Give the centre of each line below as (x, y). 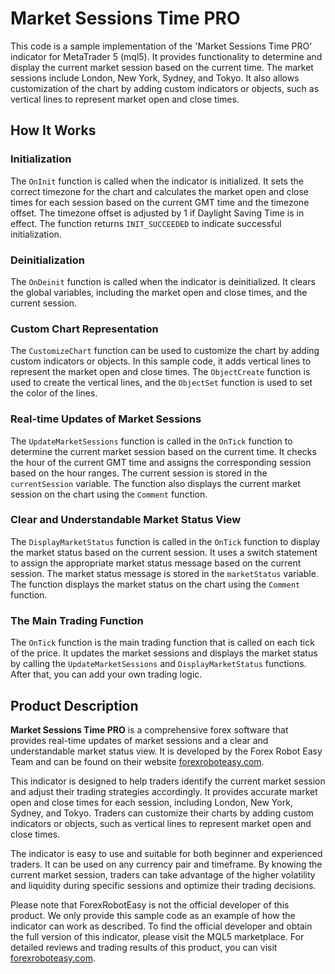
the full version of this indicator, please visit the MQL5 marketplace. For (157, 936)
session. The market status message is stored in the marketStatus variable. (164, 573)
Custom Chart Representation (84, 329)
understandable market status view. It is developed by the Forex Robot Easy (166, 751)
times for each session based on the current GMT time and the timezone (160, 202)
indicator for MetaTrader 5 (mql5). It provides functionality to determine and (166, 56)
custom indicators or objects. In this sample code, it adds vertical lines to (161, 361)
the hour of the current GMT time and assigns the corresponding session (161, 462)
